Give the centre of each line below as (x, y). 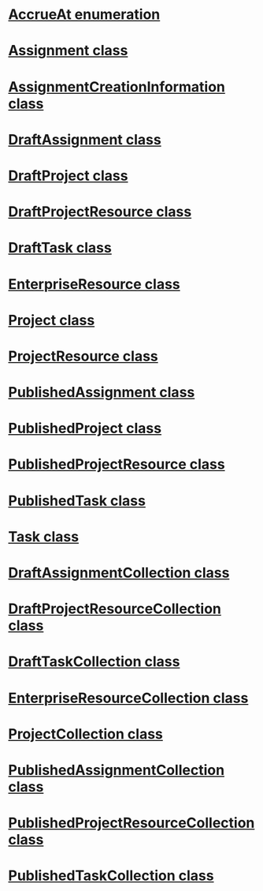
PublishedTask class (77, 501)
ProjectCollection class (86, 734)
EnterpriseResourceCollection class (128, 698)
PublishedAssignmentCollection (117, 770)
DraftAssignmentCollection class (119, 573)
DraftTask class (60, 248)
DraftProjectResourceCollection (115, 609)
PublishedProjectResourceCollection (131, 823)
